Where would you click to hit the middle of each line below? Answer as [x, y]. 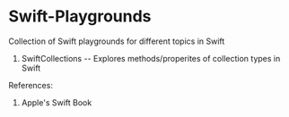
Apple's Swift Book [57, 102]
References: [31, 85]
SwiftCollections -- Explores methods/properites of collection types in [151, 58]
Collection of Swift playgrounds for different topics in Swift [117, 41]
